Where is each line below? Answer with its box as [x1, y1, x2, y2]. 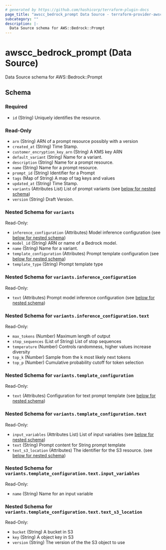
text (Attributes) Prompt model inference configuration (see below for [12, 294, 155, 300]
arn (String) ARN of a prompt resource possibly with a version [12, 138, 138, 144]
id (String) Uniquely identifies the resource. [12, 115, 101, 121]
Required [5, 103, 28, 110]
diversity [12, 348, 31, 355]
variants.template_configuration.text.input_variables [5, 471, 140, 477]
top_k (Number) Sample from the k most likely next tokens [12, 354, 131, 360]
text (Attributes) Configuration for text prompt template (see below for [12, 393, 156, 399]
